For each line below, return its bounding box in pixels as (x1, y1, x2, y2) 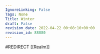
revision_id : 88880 (5, 30, 46, 35)
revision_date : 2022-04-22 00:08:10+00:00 (5, 26, 95, 31)
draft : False (5, 21, 32, 26)
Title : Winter (5, 16, 35, 21)
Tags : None (5, 12, 28, 17)
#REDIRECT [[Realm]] (5, 44, 50, 50)
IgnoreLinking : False (5, 7, 50, 12)
